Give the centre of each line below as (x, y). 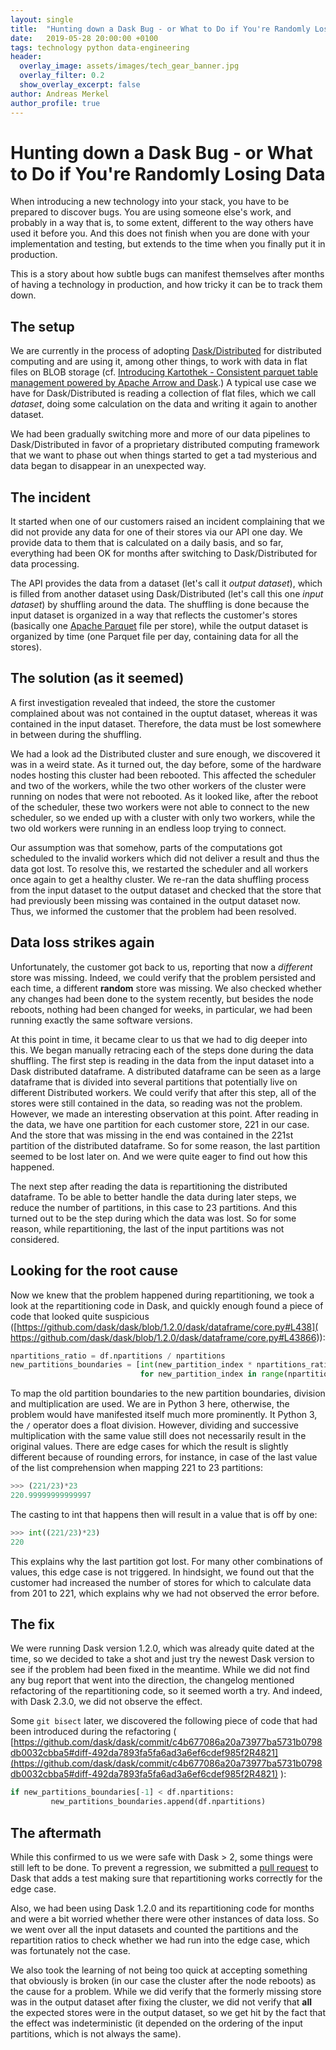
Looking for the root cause (94, 1271)
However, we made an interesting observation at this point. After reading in (164, 1113)
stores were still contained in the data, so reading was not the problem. (156, 1103)
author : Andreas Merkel (60, 94)
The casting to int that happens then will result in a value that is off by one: (164, 1514)
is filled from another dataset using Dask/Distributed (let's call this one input (167, 594)
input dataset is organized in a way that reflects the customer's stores (154, 615)
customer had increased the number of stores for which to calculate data (161, 1582)
